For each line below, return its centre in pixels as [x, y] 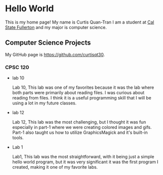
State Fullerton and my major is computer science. [56, 27]
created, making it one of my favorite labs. [55, 167]
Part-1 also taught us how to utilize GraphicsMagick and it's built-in [80, 132]
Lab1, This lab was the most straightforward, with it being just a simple [83, 157]
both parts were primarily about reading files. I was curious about [78, 93]
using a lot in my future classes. [44, 103]
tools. [18, 138]
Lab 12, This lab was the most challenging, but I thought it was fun [79, 122]
